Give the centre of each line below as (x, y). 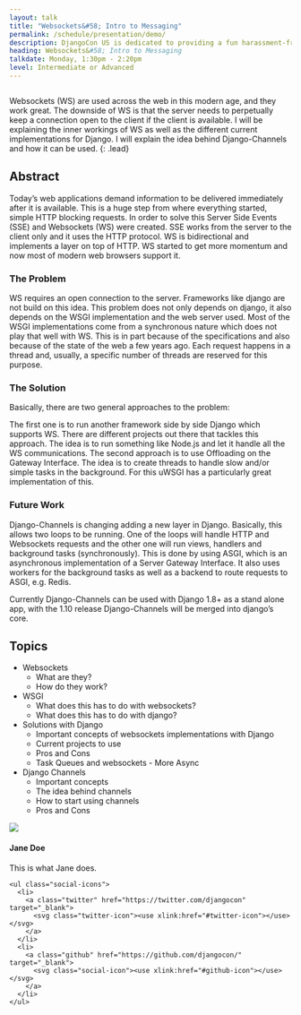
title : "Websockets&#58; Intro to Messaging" (95, 26)
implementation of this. (52, 482)
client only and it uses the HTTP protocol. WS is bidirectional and (129, 236)
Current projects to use (78, 744)
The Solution (38, 388)
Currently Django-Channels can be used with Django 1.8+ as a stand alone (147, 599)
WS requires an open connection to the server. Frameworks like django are (147, 297)
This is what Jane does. (53, 868)
